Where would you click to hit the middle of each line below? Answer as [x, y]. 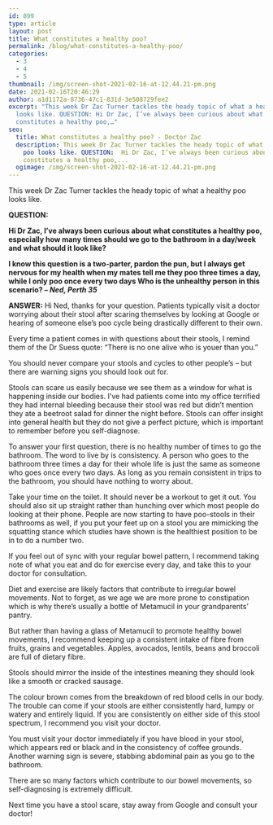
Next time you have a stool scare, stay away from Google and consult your [133, 805]
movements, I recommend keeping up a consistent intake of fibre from [126, 639]
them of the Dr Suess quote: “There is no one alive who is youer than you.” [133, 348]
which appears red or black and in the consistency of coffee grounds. [125, 748]
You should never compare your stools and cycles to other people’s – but [130, 363]
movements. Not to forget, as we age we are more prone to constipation [129, 598]
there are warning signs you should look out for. [89, 372]
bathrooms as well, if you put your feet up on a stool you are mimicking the [133, 523]
